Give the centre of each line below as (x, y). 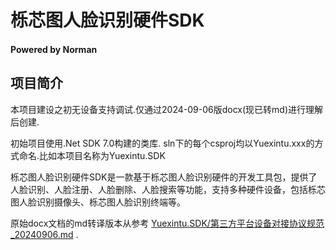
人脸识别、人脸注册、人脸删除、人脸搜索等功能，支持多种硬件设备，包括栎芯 (168, 189)
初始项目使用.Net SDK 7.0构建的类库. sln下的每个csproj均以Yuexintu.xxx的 (162, 143)
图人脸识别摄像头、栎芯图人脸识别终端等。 (98, 202)
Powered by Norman (54, 49)
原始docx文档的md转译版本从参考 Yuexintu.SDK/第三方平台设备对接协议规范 (167, 223)
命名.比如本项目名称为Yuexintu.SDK (92, 155)
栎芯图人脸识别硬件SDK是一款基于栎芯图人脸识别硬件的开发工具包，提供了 (164, 177)
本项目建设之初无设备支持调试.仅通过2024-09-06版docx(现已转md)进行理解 (167, 109)
